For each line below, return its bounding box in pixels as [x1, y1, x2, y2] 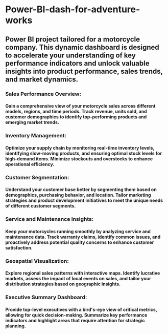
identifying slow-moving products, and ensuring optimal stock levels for [5, 150, 162, 156]
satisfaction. [5, 244, 33, 251]
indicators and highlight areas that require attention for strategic [5, 317, 145, 323]
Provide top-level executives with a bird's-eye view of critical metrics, [5, 306, 157, 312]
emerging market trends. [5, 119, 60, 126]
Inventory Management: [5, 132, 67, 139]
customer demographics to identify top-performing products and [5, 114, 147, 120]
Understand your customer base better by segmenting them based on [5, 186, 157, 193]
